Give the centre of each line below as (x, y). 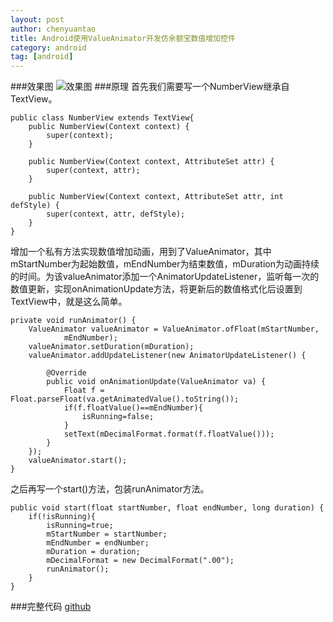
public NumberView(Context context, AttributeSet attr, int (156, 197)
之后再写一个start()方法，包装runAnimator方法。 (110, 489)
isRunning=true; (80, 526)
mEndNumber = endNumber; (98, 543)
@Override (66, 373)
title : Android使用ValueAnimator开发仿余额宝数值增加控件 (123, 38)
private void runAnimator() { (73, 321)
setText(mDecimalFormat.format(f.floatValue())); (169, 434)
